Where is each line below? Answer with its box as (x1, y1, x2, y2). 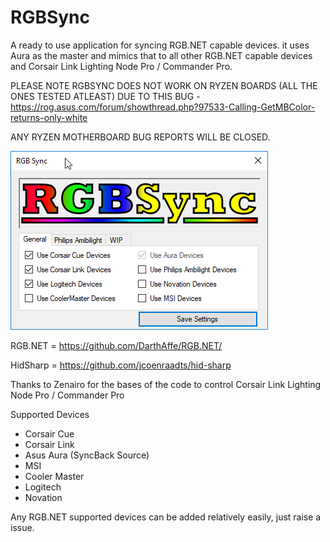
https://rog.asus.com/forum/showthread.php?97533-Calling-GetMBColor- (10, 101, 316, 113)
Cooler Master (24, 470, 85, 482)
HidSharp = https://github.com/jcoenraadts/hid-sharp (10, 359, 232, 371)
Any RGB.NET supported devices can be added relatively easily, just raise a (10, 511, 322, 523)
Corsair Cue (24, 427, 75, 440)
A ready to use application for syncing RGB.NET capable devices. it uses (10, 39, 310, 51)
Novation (24, 491, 63, 503)
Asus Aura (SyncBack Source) (24, 449, 150, 461)
